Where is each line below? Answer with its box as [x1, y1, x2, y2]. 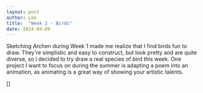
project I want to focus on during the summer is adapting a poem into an [6, 62, 188, 69]
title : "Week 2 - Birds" [6, 20, 72, 26]
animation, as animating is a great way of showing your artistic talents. [6, 68, 183, 76]
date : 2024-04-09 [6, 26, 51, 32]
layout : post [6, 9, 40, 15]
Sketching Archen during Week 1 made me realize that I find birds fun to [6, 43, 188, 50]
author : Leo [6, 15, 37, 21]
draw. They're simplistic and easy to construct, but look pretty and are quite [6, 49, 197, 57]
